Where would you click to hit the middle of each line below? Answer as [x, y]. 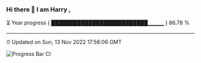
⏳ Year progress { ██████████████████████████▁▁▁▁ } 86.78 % [98, 23]
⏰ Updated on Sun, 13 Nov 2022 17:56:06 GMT [64, 42]
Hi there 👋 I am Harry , [39, 10]
